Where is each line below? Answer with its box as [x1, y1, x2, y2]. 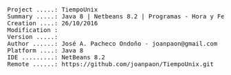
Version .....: [7, 33, 58, 40]
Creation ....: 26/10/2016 [7, 20, 98, 27]
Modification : [7, 27, 58, 33]
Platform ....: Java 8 [7, 47, 84, 54]
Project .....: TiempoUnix [7, 6, 98, 13]
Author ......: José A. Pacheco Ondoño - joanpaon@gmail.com [7, 40, 218, 47]
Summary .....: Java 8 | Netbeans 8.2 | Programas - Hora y [7, 13, 214, 20]
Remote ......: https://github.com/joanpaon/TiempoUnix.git [7, 61, 214, 67]
